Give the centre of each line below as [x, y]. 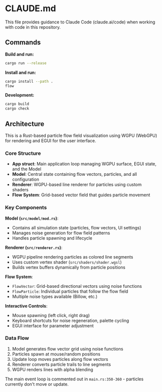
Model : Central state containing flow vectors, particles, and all [74, 174]
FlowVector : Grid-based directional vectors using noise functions [77, 286]
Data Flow [17, 338]
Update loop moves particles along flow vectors [60, 359]
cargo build [17, 104]
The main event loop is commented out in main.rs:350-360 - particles [74, 379]
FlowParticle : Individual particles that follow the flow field [70, 291]
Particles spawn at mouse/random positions [56, 354]
